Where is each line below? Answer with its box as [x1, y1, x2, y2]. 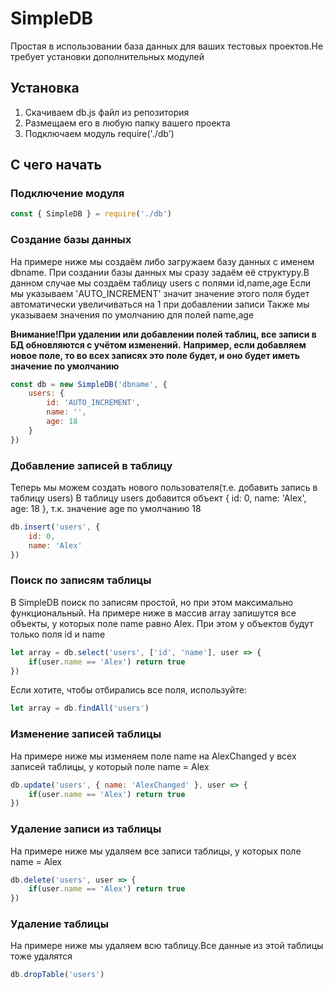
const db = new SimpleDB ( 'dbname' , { [10, 379, 168, 389]
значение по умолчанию [10, 360, 120, 372]
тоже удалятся [10, 950, 73, 962]
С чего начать [10, 157, 102, 174]
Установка [10, 80, 80, 97]
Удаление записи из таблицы [10, 822, 162, 836]
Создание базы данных [10, 233, 132, 247]
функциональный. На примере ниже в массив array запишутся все [10, 607, 297, 619]
